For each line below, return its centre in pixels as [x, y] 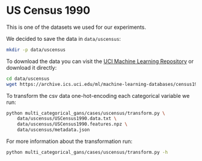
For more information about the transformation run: [69, 141]
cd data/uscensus [28, 79]
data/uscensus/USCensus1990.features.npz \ [72, 124]
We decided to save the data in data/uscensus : [64, 38]
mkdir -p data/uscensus [36, 50]
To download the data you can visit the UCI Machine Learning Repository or [100, 61]
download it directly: [32, 67]
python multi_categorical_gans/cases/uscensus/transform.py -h [87, 153]
